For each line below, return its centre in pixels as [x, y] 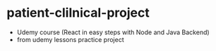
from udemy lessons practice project [70, 39]
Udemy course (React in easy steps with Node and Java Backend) [113, 32]
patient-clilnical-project [78, 13]
